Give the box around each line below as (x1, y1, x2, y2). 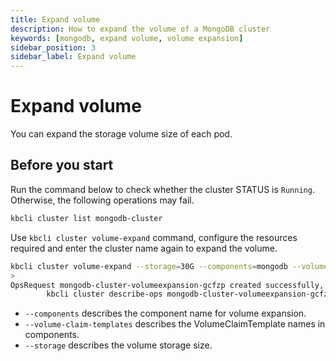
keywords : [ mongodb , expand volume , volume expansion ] (10, 33, 244, 43)
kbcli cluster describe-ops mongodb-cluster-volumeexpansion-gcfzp (46, 289, 333, 300)
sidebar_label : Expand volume (10, 52, 137, 62)
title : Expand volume (10, 14, 101, 25)
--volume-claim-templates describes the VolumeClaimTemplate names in (24, 318, 326, 330)
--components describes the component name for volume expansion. (24, 307, 307, 320)
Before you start (10, 157, 114, 174)
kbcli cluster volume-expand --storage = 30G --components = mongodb (10, 261, 288, 271)
